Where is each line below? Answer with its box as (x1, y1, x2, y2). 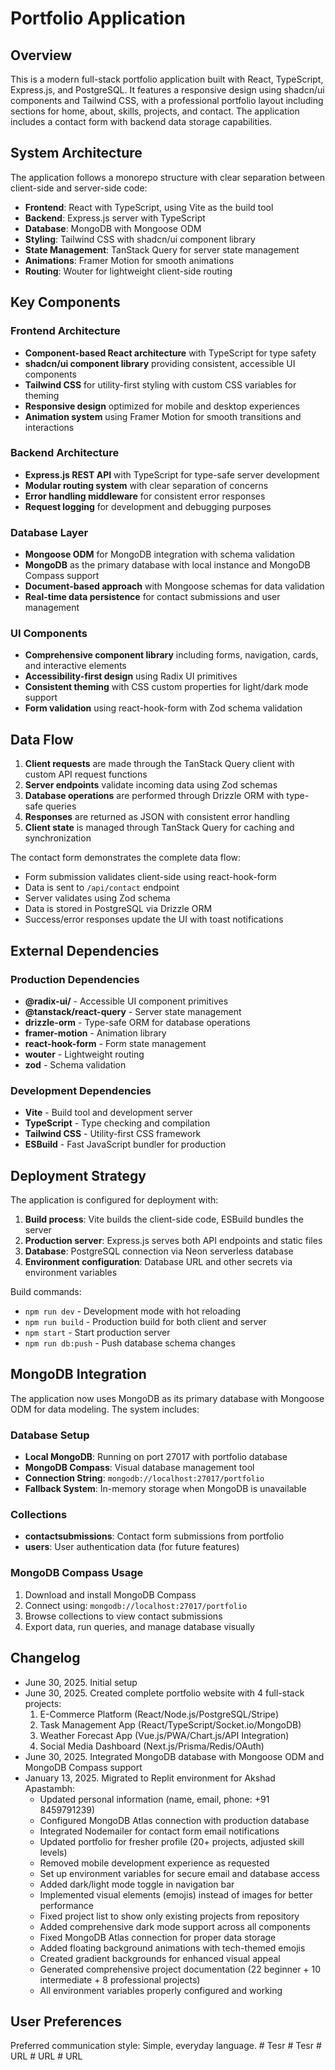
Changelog (10, 1650, 81, 1667)
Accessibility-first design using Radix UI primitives (24, 670, 238, 682)
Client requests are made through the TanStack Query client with (24, 758, 295, 770)
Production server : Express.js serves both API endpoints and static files (24, 1235, 323, 1246)
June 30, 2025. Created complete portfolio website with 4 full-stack (24, 1687, 305, 1699)
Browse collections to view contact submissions (24, 1610, 223, 1622)
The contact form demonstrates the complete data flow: (10, 852, 242, 864)
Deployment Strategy (10, 1167, 147, 1184)
